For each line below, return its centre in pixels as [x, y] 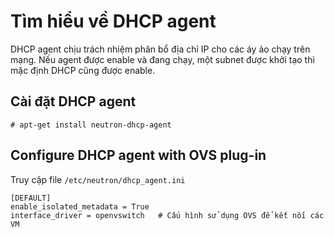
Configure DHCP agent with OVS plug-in [138, 155]
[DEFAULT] [31, 198]
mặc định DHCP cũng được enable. [83, 70]
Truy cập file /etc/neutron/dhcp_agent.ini [98, 179]
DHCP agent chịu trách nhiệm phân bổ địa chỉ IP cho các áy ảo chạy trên [160, 49]
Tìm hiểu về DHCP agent [113, 21]
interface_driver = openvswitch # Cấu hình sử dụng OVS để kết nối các [167, 215]
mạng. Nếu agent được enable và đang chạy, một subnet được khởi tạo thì [162, 59]
